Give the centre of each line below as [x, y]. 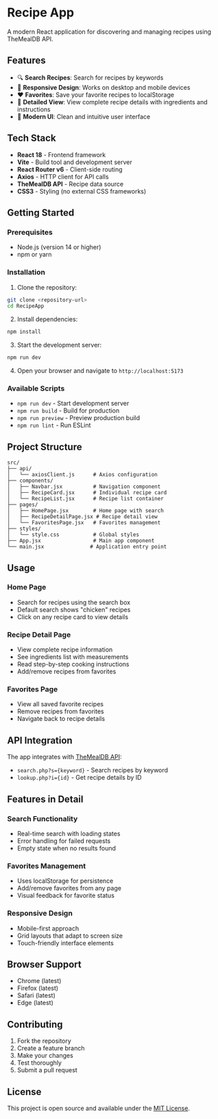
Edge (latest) [35, 1003]
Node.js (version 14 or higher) [59, 247]
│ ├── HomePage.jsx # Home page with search [86, 511]
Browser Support [45, 964]
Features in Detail [45, 799]
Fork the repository [44, 1041]
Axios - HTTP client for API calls [63, 176]
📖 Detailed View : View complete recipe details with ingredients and [112, 102]
